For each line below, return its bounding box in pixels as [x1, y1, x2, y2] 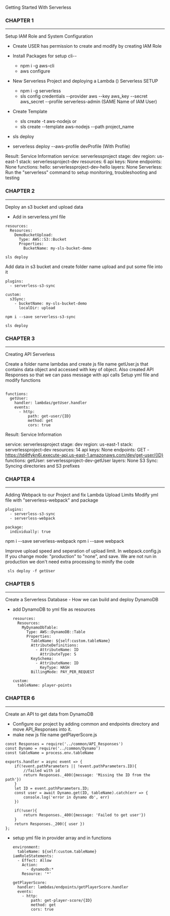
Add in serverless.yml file [12, 213, 66, 220]
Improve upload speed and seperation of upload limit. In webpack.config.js [5, 548, 161, 554]
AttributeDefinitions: [31, 643, 79, 648]
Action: [22, 862, 38, 867]
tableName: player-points [17, 683, 72, 688]
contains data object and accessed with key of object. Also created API [5, 366, 154, 372]
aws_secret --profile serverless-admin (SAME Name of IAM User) [20, 99, 157, 105]
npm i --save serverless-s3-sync [5, 314, 76, 319]
